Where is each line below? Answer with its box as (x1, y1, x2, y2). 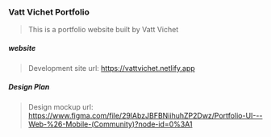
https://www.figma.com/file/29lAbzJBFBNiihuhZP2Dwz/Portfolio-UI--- (27, 111, 263, 121)
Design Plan (8, 81, 50, 91)
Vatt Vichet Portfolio (8, 6, 90, 18)
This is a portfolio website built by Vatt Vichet (27, 25, 179, 35)
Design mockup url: (27, 102, 94, 112)
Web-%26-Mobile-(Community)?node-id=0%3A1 (27, 119, 193, 129)
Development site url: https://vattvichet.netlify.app (27, 64, 195, 73)
